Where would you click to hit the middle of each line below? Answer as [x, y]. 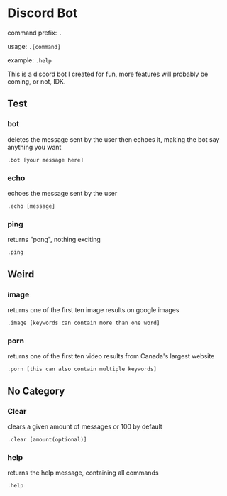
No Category [36, 391]
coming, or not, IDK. [37, 81]
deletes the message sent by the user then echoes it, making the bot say [113, 139]
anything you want [34, 147]
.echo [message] [31, 206]
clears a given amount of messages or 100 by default [85, 426]
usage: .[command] [34, 46]
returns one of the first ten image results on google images [93, 309]
